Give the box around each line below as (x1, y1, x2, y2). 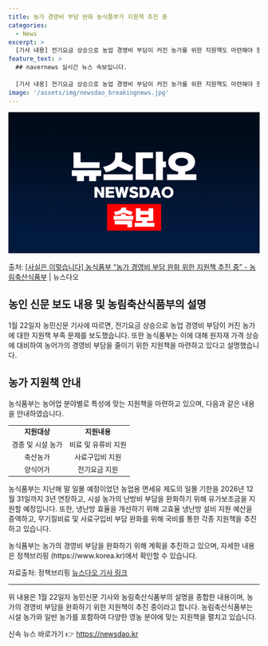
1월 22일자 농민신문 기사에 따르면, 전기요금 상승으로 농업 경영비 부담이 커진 (8, 320, 241, 330)
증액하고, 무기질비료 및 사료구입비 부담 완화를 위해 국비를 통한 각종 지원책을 (8, 514, 242, 523)
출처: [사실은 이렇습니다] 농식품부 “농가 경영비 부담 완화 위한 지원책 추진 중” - (8, 262, 248, 271)
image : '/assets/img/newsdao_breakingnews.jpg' (8, 89, 170, 97)
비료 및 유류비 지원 (69, 439, 127, 449)
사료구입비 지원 (74, 451, 122, 462)
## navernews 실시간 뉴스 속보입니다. (15, 64, 128, 72)
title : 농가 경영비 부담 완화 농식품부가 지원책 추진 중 (8, 13, 168, 21)
